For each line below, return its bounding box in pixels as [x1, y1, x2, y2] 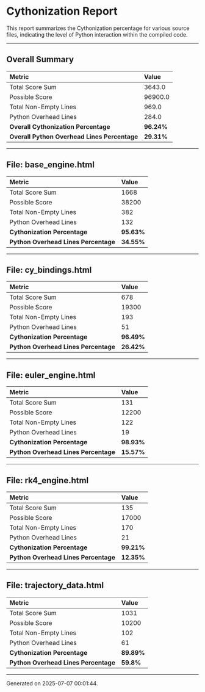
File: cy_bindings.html [6, 264, 92, 275]
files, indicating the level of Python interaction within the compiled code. [6, 31, 188, 38]
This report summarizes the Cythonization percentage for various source [6, 24, 190, 32]
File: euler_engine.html [6, 370, 96, 380]
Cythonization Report [6, 4, 118, 18]
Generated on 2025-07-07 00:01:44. [6, 679, 98, 687]
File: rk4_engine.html [6, 475, 89, 486]
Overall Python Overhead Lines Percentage [9, 132, 138, 141]
